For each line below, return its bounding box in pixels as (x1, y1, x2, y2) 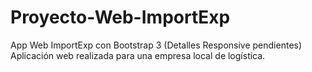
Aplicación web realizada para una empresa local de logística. (10, 49, 266, 61)
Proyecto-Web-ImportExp (10, 6, 231, 29)
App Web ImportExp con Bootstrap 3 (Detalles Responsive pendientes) (10, 39, 303, 51)
